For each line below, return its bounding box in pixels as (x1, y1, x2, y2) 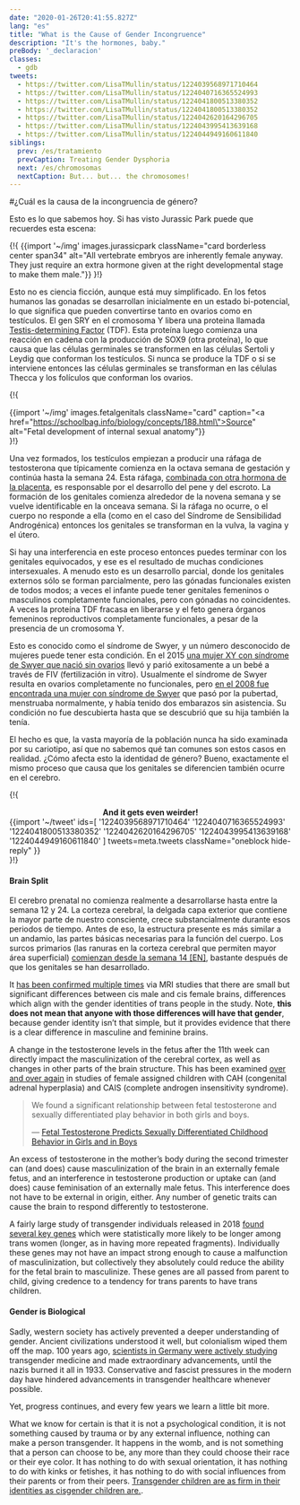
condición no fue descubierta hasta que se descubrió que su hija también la (9, 707, 289, 718)
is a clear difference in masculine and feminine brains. (9, 1027, 209, 1037)
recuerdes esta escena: (9, 223, 97, 234)
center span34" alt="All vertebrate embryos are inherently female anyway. (9, 250, 284, 261)
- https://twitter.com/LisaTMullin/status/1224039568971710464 (17, 80, 258, 89)
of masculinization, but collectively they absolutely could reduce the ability (9, 1257, 285, 1268)
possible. (9, 1383, 43, 1394)
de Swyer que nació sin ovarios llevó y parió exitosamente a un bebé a (9, 660, 270, 670)
